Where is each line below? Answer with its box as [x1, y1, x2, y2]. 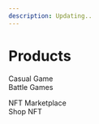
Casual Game [8, 74, 54, 83]
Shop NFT [8, 106, 43, 116]
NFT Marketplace [8, 98, 67, 108]
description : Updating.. [8, 11, 93, 20]
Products [8, 46, 71, 65]
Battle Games [8, 82, 54, 92]
